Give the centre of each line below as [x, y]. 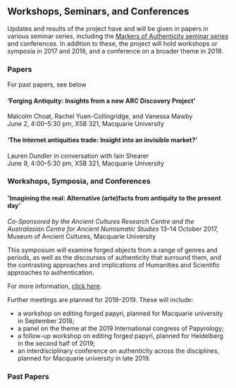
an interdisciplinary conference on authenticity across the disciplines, [118, 351]
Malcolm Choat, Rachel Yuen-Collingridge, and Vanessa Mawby [100, 116]
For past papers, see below [47, 85]
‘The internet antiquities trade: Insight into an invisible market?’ [103, 139]
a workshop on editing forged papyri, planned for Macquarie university [120, 313]
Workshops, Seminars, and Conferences [98, 12]
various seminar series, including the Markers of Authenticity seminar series [118, 36]
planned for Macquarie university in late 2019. [84, 358]
